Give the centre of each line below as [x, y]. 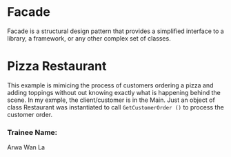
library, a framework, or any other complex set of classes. [89, 38]
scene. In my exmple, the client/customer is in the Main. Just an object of [111, 100]
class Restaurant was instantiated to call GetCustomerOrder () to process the [115, 107]
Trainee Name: [32, 132]
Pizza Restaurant [57, 66]
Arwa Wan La [26, 147]
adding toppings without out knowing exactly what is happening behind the [114, 92]
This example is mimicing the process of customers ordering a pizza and [110, 85]
